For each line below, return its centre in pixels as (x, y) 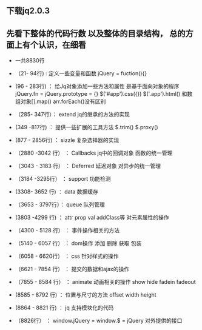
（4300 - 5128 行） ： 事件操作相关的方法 (67, 231)
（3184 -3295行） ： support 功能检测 (63, 179)
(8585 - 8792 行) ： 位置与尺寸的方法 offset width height (86, 295)
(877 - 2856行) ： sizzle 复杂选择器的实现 (67, 140)
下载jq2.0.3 (28, 11)
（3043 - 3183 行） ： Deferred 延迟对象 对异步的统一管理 (88, 166)
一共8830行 (30, 61)
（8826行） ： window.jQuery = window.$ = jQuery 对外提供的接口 (99, 321)
